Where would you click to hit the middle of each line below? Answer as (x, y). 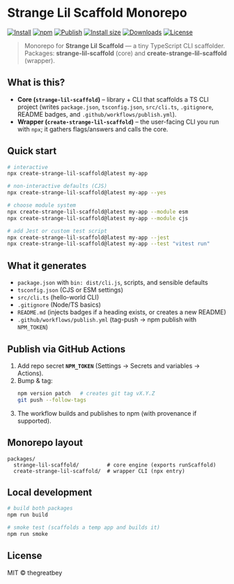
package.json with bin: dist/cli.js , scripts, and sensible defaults (112, 283)
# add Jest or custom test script (57, 231)
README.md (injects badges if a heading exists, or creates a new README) (122, 312)
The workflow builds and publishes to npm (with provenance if (107, 413)
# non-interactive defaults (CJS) (57, 187)
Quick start (32, 151)
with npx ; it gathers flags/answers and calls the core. (93, 129)
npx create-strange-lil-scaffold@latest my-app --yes (87, 193)
